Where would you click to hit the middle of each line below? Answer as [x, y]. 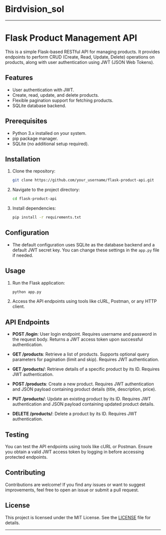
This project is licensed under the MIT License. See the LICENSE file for [78, 517]
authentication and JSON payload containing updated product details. [83, 404]
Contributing [25, 473]
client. [19, 306]
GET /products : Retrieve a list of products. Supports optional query [81, 354]
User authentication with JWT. [43, 90]
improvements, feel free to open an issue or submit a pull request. [72, 490]
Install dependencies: [34, 208]
